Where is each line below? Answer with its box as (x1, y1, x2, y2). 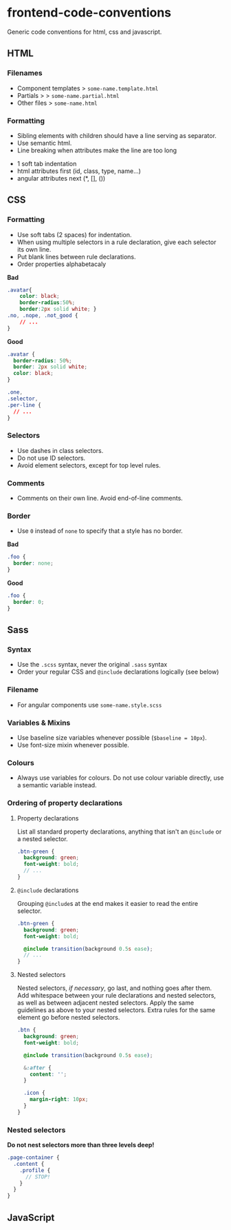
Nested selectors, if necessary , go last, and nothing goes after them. (16, 984, 212, 992)
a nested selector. (16, 834, 68, 843)
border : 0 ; (13, 598, 45, 605)
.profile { (19, 1167, 51, 1173)
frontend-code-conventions (7, 5, 172, 21)
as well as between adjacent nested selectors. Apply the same (16, 998, 195, 1007)
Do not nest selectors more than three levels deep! (7, 1141, 155, 1149)
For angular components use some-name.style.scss (16, 700, 162, 709)
